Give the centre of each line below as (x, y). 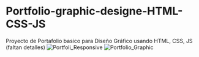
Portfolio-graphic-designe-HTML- (94, 11)
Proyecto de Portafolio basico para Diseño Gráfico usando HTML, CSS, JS (99, 41)
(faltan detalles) (25, 47)
